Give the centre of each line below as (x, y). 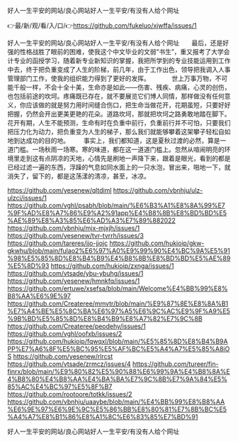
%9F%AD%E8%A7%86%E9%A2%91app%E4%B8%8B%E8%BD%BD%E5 (117, 213)
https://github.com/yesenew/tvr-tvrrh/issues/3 (75, 236)
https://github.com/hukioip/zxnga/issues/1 (112, 266)
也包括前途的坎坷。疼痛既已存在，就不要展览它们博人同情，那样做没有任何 (116, 96)
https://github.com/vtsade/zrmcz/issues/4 (69, 364)
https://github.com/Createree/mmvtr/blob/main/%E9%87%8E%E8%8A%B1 (118, 303)
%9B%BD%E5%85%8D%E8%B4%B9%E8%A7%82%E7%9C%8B (105, 319)
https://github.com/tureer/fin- (175, 364)
